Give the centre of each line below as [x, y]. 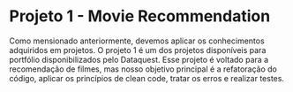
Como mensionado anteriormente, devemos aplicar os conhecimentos [137, 41]
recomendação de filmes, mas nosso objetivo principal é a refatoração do [143, 69]
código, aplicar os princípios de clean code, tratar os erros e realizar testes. [147, 78]
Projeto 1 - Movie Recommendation [140, 16]
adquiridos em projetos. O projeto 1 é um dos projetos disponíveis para [138, 50]
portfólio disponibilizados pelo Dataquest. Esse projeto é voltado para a [139, 59]
